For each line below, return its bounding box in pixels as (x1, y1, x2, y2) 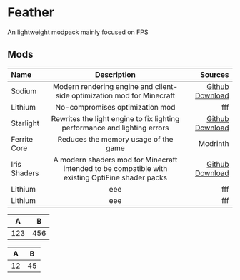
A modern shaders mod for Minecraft (53, 155, 178, 165)
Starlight (11, 118, 40, 128)
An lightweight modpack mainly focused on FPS (7, 28, 149, 36)
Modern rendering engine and (52, 81, 154, 91)
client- (154, 81, 179, 91)
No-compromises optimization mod (55, 102, 176, 112)
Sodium (11, 86, 37, 96)
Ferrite (11, 134, 34, 144)
